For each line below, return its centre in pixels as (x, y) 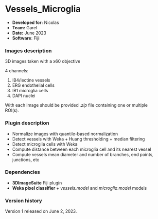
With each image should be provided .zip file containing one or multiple (77, 105)
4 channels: (17, 71)
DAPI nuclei (24, 96)
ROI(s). (12, 110)
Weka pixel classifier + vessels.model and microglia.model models (79, 188)
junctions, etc (26, 159)
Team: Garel (25, 27)
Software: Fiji (26, 38)
